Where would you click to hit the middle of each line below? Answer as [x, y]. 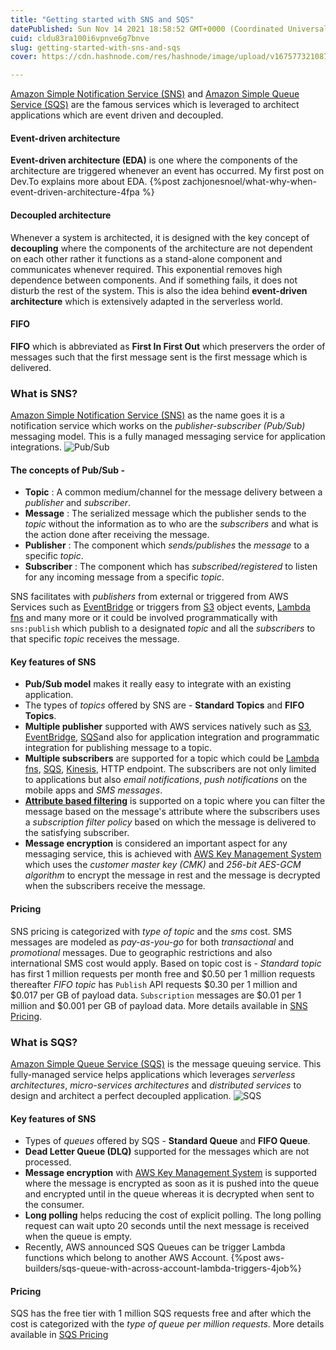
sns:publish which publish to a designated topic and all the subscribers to [163, 628]
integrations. [36, 447]
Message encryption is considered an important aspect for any [156, 843]
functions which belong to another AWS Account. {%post [143, 1258]
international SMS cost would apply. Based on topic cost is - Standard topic [166, 963]
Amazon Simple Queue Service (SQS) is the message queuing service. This [166, 1063]
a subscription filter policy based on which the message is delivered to [170, 822]
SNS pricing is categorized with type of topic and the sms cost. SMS [151, 931]
